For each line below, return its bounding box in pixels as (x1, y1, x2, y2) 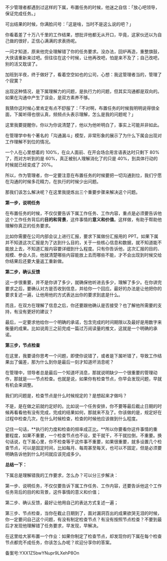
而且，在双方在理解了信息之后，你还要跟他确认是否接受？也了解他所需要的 (5, 303, 158, 308)
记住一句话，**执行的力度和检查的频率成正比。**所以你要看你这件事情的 (5, 426, 154, 432)
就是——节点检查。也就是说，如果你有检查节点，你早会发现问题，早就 (18, 376, 162, 382)
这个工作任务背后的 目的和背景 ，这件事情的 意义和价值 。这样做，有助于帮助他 (5, 217, 162, 223)
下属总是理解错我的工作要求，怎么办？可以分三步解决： (5, 472, 118, 478)
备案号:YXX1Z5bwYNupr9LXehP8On (5, 550, 80, 556)
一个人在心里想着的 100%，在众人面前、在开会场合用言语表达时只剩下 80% (5, 149, 160, 155)
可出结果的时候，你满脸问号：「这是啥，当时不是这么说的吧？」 (5, 21, 134, 27)
